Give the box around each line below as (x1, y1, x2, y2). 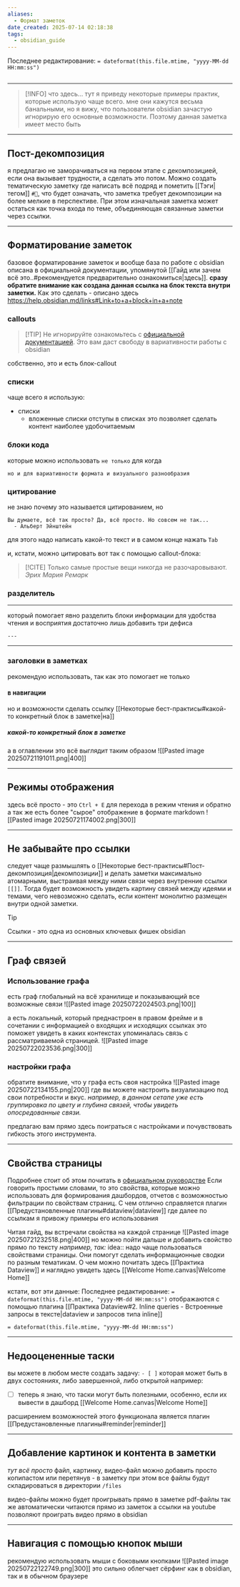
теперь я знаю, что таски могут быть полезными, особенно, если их (17, 1390, 227, 1399)
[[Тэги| (195, 181, 216, 190)
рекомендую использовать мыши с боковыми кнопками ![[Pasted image (7, 1556, 229, 1565)
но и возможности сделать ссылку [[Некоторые (7, 704, 155, 712)
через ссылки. (7, 211, 52, 220)
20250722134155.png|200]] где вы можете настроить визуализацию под (7, 1086, 229, 1094)
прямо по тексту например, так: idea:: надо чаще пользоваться (7, 1243, 202, 1251)
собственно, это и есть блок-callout (7, 359, 117, 368)
